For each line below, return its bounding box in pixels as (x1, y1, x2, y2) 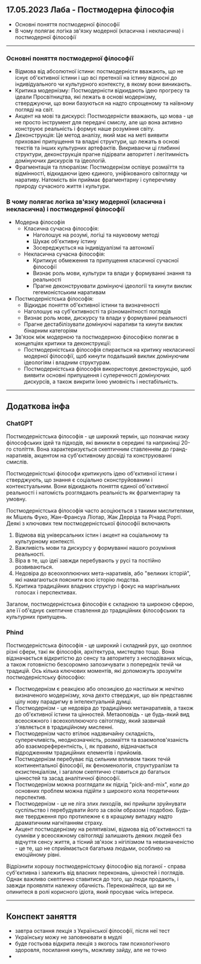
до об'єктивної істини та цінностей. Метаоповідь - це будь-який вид (14, 711, 190, 718)
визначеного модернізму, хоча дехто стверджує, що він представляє (14, 691, 193, 699)
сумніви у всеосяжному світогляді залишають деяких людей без (14, 832, 182, 839)
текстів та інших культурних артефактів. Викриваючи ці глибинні (14, 144, 181, 152)
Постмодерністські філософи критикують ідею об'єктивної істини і (6, 470, 178, 477)
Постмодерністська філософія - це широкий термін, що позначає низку (6, 433, 190, 440)
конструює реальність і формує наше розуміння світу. (14, 125, 155, 133)
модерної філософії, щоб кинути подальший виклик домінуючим (23, 352, 190, 360)
